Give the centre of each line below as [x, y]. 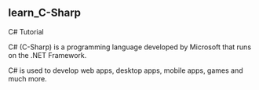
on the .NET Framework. [47, 55]
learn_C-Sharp [44, 13]
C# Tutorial [26, 31]
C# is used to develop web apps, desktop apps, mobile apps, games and [126, 70]
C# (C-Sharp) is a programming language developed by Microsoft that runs [130, 47]
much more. [27, 78]
